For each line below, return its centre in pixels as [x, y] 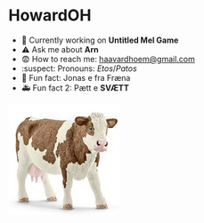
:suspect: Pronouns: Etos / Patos [79, 68]
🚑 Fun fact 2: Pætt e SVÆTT [75, 88]
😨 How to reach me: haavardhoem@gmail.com [108, 59]
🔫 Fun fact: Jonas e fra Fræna [76, 77]
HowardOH [50, 16]
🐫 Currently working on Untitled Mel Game [100, 40]
